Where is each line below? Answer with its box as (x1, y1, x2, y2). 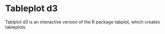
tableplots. (5, 24, 27, 30)
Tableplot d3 (5, 3, 58, 14)
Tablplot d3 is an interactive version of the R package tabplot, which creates (5, 19, 160, 25)
